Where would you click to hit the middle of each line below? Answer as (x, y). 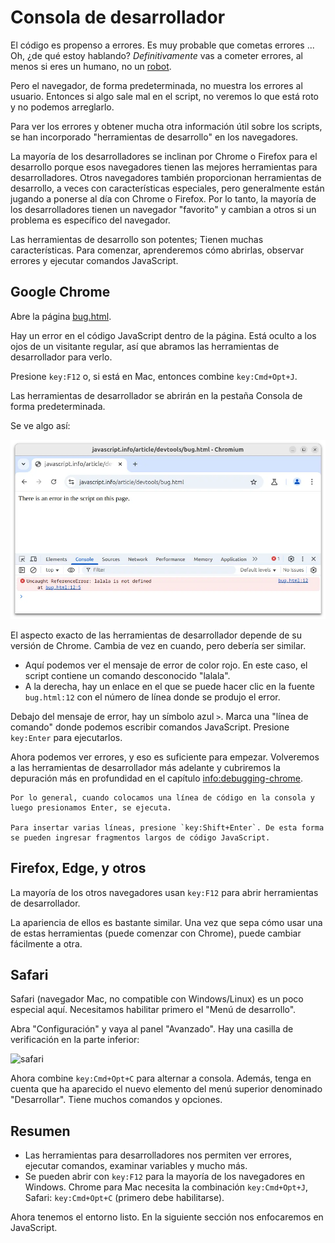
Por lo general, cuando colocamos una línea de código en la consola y (162, 797)
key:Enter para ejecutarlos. (66, 737)
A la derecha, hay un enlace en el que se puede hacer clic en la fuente (169, 686)
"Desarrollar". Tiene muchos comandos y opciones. (116, 1100)
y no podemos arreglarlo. (62, 107)
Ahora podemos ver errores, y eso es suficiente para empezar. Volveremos (165, 757)
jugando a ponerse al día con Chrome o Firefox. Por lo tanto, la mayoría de (163, 198)
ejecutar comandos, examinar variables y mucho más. (136, 1166)
